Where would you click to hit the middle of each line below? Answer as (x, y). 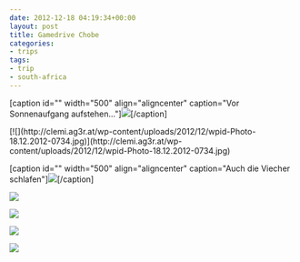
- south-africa (38, 77)
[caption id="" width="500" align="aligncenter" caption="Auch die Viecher (150, 168)
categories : (32, 43)
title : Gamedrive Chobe (55, 35)
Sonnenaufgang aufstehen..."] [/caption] (89, 114)
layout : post (34, 26)
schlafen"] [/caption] (52, 179)
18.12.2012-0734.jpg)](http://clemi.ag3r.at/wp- (96, 141)
